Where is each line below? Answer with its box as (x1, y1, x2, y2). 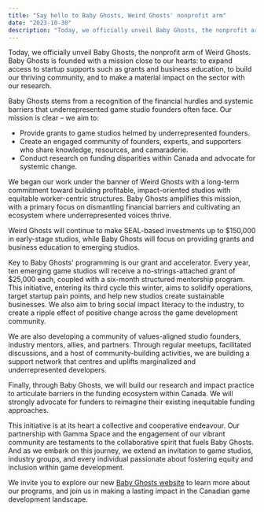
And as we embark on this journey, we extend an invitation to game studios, (8, 446, 254, 455)
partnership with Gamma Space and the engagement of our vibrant (8, 429, 225, 439)
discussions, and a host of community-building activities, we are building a (8, 348, 250, 358)
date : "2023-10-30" (8, 19, 72, 27)
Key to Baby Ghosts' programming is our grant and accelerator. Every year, (8, 258, 251, 268)
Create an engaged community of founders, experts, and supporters (19, 137, 242, 147)
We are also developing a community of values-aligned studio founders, (8, 332, 241, 341)
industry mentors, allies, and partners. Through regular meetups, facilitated (8, 340, 251, 350)
